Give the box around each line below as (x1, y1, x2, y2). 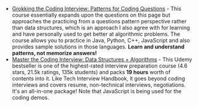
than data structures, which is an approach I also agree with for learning (11, 24, 190, 31)
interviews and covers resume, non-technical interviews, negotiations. (11, 81, 186, 88)
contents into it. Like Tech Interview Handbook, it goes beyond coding (11, 75, 185, 82)
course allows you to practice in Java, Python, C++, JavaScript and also (11, 37, 190, 44)
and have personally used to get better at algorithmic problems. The (11, 30, 181, 38)
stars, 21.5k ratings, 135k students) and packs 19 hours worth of (11, 69, 171, 75)
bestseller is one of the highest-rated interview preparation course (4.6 (11, 62, 188, 69)
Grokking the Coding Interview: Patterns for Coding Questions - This (11, 5, 182, 12)
